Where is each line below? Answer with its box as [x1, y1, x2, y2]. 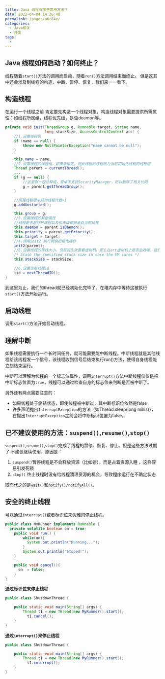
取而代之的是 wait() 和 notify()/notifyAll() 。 [5, 482, 97, 488]
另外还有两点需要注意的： [5, 390, 57, 396]
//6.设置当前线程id [14, 266, 49, 271]
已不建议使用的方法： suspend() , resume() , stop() [5, 429, 150, 437]
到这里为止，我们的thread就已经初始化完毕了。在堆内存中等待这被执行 [5, 285, 147, 290]
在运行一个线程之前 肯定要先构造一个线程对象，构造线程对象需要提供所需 [5, 109, 153, 115]
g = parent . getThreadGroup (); [23, 184, 84, 189]
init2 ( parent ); [14, 243, 45, 248]
